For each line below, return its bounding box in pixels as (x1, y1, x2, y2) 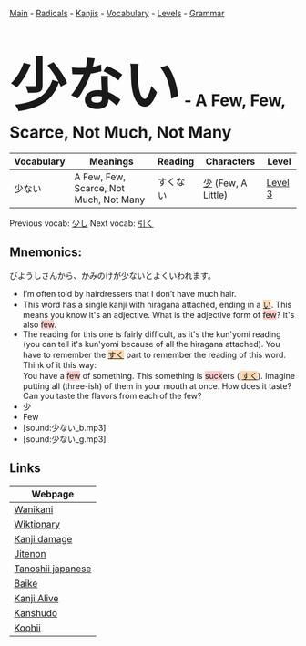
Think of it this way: (22, 359, 97, 370)
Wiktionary (14, 518, 61, 530)
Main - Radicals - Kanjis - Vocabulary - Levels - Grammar (9, 8, 225, 18)
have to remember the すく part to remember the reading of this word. (22, 349, 287, 360)
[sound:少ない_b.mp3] (22, 422, 107, 433)
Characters (205, 155, 256, 168)
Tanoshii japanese (14, 562, 92, 575)
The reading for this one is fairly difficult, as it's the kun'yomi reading (22, 328, 281, 340)
